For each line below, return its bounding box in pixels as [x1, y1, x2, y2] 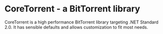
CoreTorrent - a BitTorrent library [4, 3, 140, 14]
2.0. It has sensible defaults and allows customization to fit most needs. [4, 24, 148, 30]
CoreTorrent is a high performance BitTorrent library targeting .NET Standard [4, 19, 159, 25]
